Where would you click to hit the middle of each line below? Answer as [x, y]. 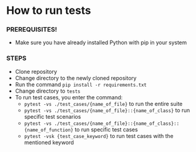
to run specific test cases [106, 129]
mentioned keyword [49, 142]
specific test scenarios [52, 116]
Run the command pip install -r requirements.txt [81, 84]
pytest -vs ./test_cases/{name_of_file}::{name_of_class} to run [107, 110]
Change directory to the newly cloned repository [76, 78]
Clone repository [36, 71]
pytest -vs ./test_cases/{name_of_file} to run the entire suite [103, 104]
